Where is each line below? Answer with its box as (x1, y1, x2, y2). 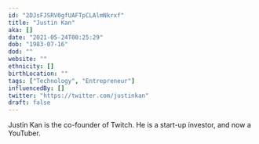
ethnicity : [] (8, 63, 55, 70)
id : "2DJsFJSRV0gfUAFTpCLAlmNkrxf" (8, 11, 125, 20)
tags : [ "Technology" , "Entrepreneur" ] (8, 77, 135, 85)
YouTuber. (8, 128, 41, 138)
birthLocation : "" (8, 70, 68, 77)
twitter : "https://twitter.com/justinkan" (8, 92, 149, 99)
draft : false (8, 99, 51, 106)
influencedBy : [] (8, 84, 65, 92)
